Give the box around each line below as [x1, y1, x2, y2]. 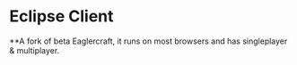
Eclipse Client [9, 6, 114, 27]
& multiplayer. [9, 45, 60, 55]
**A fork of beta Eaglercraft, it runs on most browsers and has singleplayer [9, 36, 288, 46]
